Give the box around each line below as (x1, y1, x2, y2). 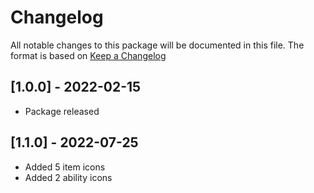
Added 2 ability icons (24, 171, 113, 183)
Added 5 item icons (24, 161, 106, 173)
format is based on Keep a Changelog (10, 49, 167, 61)
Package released (24, 105, 100, 117)
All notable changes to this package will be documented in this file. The (10, 39, 305, 51)
